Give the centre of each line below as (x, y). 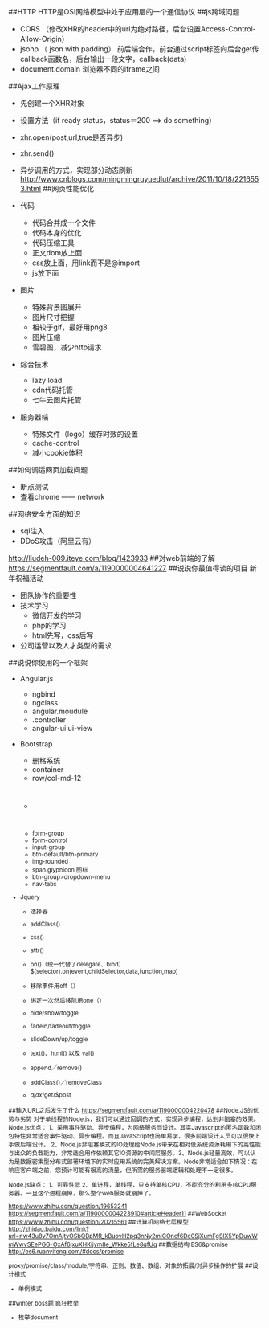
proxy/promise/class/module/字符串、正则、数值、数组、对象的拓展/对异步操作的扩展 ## (130, 1266)
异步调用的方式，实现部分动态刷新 (76, 170)
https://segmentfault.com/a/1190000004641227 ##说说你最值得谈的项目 (128, 568)
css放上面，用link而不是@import (86, 263)
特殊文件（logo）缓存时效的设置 (85, 434)
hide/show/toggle (54, 1013)
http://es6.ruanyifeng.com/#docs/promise (66, 1252)
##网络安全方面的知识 (45, 514)
